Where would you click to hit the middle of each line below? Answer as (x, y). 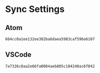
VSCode (18, 55)
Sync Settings (35, 9)
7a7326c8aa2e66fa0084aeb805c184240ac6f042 (50, 66)
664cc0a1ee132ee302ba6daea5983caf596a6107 (50, 39)
